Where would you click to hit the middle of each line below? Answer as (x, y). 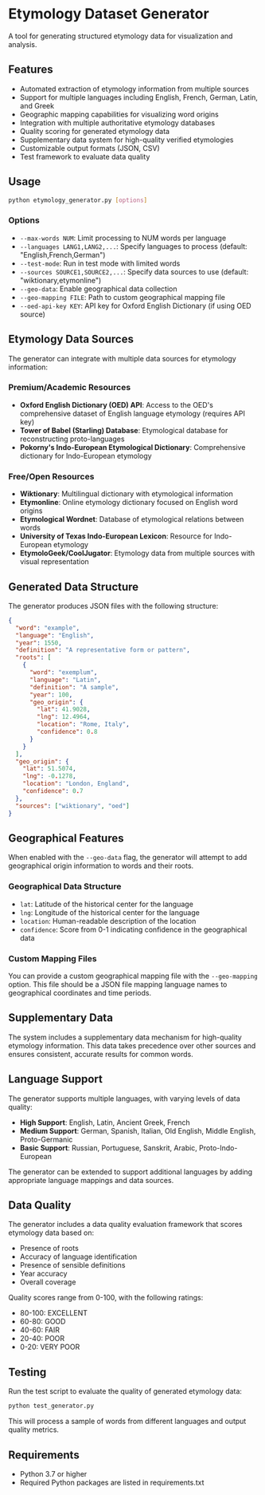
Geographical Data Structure (65, 886)
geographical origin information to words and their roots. (101, 866)
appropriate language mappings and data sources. (91, 1180)
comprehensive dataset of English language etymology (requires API (132, 413)
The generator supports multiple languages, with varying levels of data (124, 1099)
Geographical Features (66, 838)
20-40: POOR (42, 1339)
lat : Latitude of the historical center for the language (106, 904)
